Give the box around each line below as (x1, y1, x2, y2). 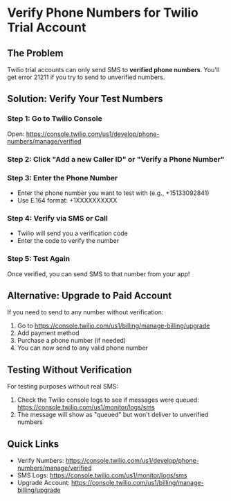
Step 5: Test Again (7, 254, 71, 264)
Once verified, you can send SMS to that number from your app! (7, 269, 190, 278)
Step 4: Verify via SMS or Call (7, 213, 109, 223)
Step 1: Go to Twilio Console (7, 114, 102, 124)
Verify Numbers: (17, 456, 64, 464)
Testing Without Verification (7, 364, 132, 375)
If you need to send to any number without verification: (7, 308, 164, 316)
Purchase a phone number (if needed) (17, 337, 127, 345)
